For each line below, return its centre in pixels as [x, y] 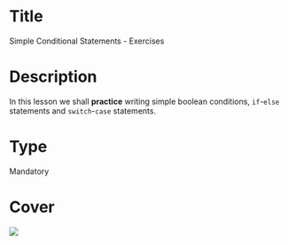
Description [53, 77]
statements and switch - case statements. [83, 111]
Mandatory [29, 171]
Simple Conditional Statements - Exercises [87, 41]
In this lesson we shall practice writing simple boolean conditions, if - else [144, 101]
